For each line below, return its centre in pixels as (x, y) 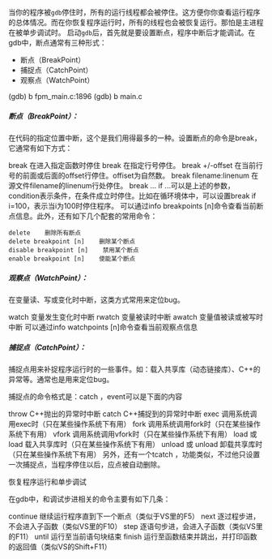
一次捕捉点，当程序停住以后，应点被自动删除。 (86, 465)
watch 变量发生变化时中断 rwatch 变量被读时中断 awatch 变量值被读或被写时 (136, 317)
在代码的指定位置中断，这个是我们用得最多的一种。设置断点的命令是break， (135, 138)
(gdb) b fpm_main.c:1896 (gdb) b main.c (76, 97)
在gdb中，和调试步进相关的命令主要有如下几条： (89, 499)
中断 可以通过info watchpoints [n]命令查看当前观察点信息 (103, 327)
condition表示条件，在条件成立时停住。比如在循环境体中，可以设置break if (132, 196)
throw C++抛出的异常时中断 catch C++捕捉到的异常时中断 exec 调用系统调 (133, 414)
